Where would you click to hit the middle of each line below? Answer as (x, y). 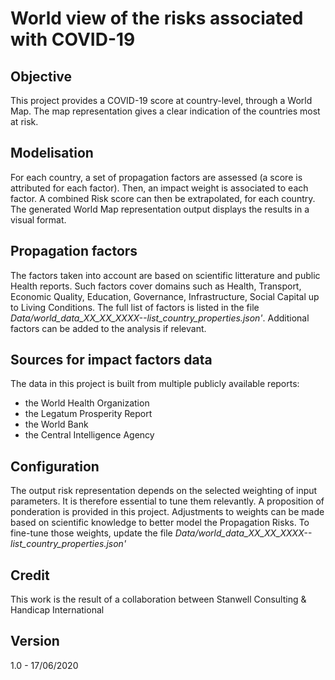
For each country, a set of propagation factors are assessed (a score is (156, 177)
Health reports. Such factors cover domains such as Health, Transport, (156, 286)
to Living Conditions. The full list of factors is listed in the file (135, 307)
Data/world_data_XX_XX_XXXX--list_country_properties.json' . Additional (160, 318)
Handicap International (57, 610)
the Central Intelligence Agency (89, 435)
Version (35, 641)
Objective (41, 76)
